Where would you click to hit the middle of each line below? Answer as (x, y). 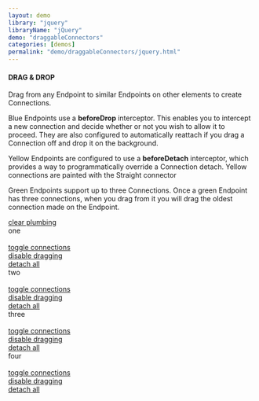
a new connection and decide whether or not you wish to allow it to (117, 127)
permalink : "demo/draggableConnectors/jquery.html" (94, 52)
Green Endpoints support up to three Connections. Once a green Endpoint (128, 190)
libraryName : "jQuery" (45, 30)
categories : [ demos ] (42, 45)
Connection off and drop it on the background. (83, 143)
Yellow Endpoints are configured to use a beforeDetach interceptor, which (128, 159)
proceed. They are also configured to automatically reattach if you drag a (126, 135)
